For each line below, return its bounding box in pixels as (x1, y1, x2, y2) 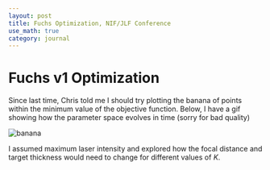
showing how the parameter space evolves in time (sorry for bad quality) (8, 113, 251, 122)
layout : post (8, 11, 52, 20)
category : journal (8, 34, 70, 43)
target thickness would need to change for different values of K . (8, 152, 221, 162)
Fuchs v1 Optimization (8, 69, 160, 87)
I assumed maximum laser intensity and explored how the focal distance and (8, 144, 263, 154)
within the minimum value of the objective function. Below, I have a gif (8, 104, 241, 114)
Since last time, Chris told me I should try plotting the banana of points (8, 96, 243, 106)
